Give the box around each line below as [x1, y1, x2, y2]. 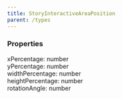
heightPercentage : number [7, 76, 83, 85]
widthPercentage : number [7, 69, 81, 78]
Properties [7, 39, 43, 49]
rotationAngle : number [7, 84, 71, 92]
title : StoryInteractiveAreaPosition [7, 10, 116, 17]
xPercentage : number [7, 54, 69, 63]
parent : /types [7, 16, 51, 23]
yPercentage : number [7, 62, 69, 70]
